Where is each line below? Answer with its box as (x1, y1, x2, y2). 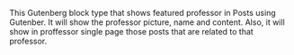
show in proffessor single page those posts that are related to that (9, 27, 254, 36)
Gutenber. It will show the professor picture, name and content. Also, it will (9, 17, 285, 27)
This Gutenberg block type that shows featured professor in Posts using (9, 8, 276, 18)
